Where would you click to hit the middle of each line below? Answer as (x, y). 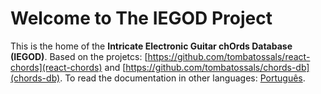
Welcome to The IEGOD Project (141, 18)
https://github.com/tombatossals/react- (229, 56)
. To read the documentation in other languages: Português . (182, 78)
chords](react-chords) (56, 67)
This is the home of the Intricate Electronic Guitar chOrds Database (151, 46)
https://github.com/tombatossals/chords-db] (217, 67)
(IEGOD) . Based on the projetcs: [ (79, 56)
